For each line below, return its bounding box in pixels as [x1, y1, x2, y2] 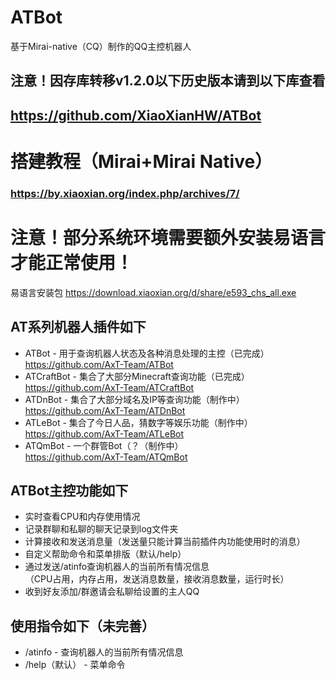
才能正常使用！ [10, 252, 134, 275]
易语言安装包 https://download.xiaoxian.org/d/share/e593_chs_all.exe [10, 286, 297, 298]
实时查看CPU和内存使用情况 [24, 511, 141, 523]
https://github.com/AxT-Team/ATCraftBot [24, 381, 195, 393]
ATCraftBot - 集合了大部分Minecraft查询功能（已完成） [24, 370, 250, 382]
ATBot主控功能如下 [10, 482, 129, 499]
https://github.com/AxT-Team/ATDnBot [24, 404, 186, 416]
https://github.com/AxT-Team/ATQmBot [24, 451, 188, 463]
